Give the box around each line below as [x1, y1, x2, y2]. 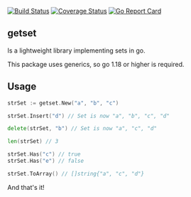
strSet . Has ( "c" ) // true [7, 151, 81, 158]
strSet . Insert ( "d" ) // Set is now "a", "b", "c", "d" [7, 112, 170, 119]
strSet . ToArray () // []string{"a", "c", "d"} [7, 170, 144, 177]
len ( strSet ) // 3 [7, 138, 59, 145]
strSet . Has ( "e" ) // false [7, 157, 84, 164]
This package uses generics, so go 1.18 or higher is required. [7, 60, 185, 68]
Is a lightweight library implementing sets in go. [7, 46, 146, 55]
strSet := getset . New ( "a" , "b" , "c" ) [7, 100, 119, 107]
